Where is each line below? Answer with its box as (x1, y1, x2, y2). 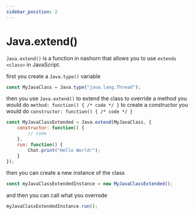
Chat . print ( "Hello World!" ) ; (28, 147, 101, 153)
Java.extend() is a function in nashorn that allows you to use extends (6, 55, 177, 62)
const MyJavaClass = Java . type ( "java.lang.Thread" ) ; (6, 84, 141, 90)
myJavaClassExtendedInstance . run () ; (6, 204, 98, 210)
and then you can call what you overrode (6, 192, 108, 199)
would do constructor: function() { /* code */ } (6, 107, 133, 115)
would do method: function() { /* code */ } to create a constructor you (6, 101, 188, 109)
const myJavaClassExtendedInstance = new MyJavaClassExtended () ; (6, 181, 173, 187)
